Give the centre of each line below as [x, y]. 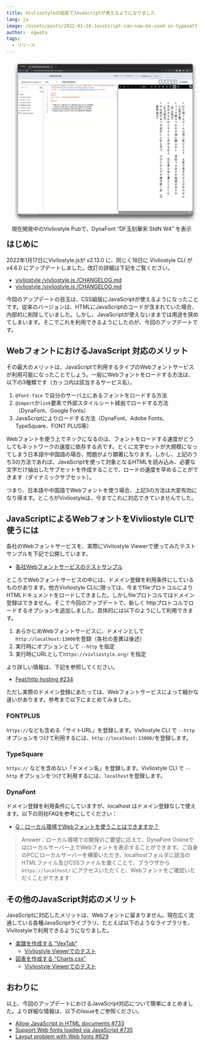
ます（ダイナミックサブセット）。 [53, 477]
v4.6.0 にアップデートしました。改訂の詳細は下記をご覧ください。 [90, 268]
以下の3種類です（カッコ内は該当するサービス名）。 [71, 382]
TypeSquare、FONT [41, 426]
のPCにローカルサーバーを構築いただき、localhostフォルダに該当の [106, 855]
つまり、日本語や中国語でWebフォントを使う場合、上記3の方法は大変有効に [102, 490]
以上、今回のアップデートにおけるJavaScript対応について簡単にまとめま [97, 1003]
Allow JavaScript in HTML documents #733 [70, 1023]
